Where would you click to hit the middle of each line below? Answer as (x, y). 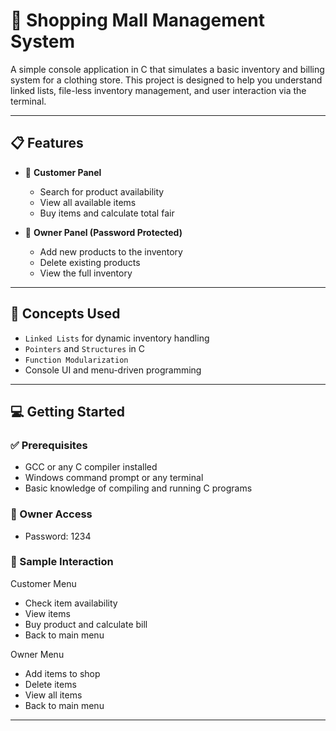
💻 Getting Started (67, 411)
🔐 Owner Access (51, 514)
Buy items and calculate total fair (107, 213)
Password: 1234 (58, 536)
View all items (53, 695)
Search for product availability (102, 191)
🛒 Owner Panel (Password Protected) (103, 232)
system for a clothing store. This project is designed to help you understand (166, 80)
